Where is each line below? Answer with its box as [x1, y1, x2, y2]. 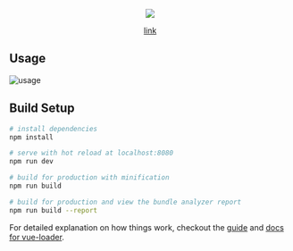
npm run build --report [9, 205, 98, 214]
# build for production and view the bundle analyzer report [9, 197, 242, 206]
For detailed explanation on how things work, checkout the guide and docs [9, 222, 284, 232]
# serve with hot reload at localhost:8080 [9, 148, 174, 158]
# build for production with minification [9, 173, 170, 182]
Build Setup [9, 101, 75, 116]
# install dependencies [9, 124, 98, 133]
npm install [9, 132, 54, 142]
